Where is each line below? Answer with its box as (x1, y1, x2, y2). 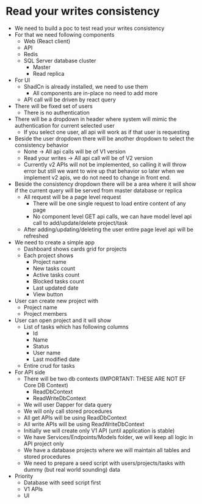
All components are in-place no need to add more (32, 89, 158, 97)
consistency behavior (14, 141, 69, 148)
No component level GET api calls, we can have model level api (32, 213, 192, 220)
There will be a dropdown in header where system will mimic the (14, 115, 177, 123)
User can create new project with (14, 297, 99, 304)
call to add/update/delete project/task (32, 219, 128, 227)
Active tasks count (32, 271, 80, 279)
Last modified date (32, 356, 80, 363)
